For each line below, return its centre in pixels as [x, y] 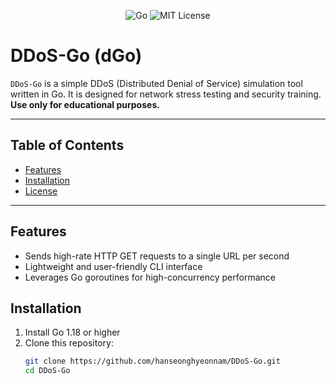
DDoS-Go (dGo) [76, 56]
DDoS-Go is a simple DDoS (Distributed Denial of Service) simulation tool [156, 83]
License [41, 191]
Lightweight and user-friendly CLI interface [113, 266]
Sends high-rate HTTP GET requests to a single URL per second [157, 256]
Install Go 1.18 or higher [72, 332]
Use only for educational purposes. [85, 104]
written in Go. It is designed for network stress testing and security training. [166, 94]
